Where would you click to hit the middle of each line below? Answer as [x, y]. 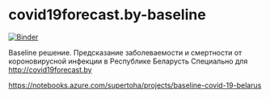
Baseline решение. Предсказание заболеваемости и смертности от [125, 52]
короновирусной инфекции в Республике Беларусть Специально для [128, 61]
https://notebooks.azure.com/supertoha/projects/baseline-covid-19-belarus [135, 85]
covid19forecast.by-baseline [107, 15]
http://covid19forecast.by [50, 69]
